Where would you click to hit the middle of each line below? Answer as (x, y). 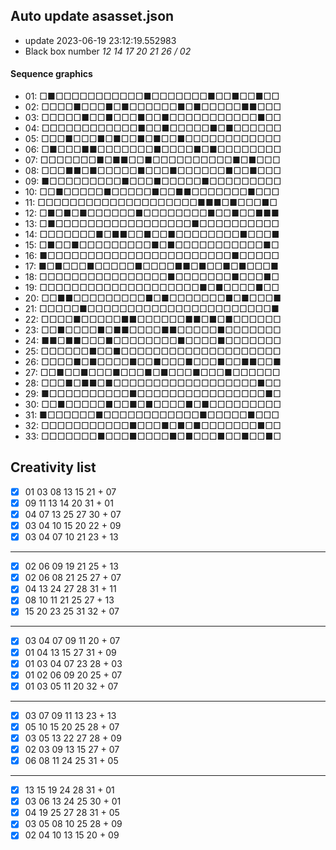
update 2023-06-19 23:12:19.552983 (100, 40)
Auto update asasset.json (92, 16)
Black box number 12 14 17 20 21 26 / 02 (108, 51)
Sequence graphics (51, 74)
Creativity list (53, 467)
